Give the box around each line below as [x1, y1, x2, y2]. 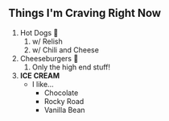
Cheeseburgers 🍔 [19, 53, 79, 63]
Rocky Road [43, 96, 84, 106]
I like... [31, 79, 54, 89]
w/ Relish [31, 36, 63, 46]
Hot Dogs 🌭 [19, 27, 59, 37]
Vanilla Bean [43, 105, 86, 115]
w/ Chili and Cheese [31, 44, 99, 55]
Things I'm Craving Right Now [8, 6, 162, 20]
